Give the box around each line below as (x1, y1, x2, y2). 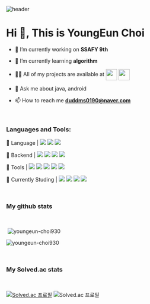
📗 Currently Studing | (6, 176, 58, 183)
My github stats (6, 202, 53, 211)
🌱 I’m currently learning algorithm (14, 57, 98, 64)
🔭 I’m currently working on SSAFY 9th (14, 46, 108, 53)
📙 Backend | (6, 151, 36, 159)
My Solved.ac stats (6, 266, 63, 274)
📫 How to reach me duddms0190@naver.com (14, 96, 131, 104)
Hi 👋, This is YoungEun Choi (6, 27, 145, 40)
